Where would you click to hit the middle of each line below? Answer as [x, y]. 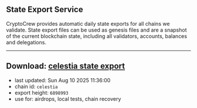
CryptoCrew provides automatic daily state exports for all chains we [88, 23]
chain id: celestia [36, 86]
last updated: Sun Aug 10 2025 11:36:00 [62, 80]
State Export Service [45, 10]
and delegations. [26, 42]
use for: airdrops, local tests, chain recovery [68, 99]
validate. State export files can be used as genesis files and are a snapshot [96, 30]
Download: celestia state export [66, 66]
